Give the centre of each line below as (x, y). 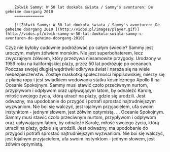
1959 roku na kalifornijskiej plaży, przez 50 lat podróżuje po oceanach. (79, 64)
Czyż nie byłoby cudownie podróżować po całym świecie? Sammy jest (79, 47)
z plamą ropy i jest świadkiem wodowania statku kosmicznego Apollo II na (82, 80)
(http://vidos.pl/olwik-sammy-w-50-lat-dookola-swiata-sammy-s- (75, 34)
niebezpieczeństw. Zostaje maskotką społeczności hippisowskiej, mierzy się (85, 74)
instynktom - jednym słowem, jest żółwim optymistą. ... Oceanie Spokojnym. (85, 112)
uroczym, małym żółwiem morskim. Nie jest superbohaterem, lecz (74, 53)
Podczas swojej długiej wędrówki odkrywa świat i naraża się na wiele (78, 69)
